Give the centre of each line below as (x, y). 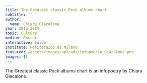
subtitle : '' (19, 15)
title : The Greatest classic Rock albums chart (56, 10)
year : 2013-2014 (22, 29)
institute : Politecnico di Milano (42, 47)
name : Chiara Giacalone (34, 24)
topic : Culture (21, 33)
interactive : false (26, 43)
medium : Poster (21, 38)
